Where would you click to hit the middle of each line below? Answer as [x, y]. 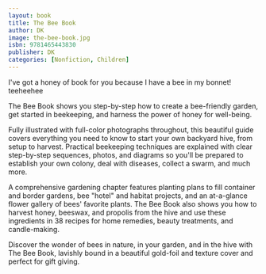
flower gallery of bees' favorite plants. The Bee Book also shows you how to [133, 204]
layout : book [30, 15]
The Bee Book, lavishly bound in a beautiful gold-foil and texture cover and [131, 253]
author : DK [26, 30]
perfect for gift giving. [44, 261]
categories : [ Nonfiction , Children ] [69, 60]
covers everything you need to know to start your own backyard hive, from [131, 138]
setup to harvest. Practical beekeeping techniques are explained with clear [130, 147]
